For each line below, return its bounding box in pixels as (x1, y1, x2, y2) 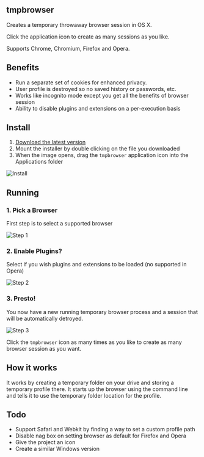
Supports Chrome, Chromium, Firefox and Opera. (6, 45, 130, 52)
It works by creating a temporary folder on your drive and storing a (6, 379, 174, 386)
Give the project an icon (15, 439, 76, 446)
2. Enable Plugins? (6, 247, 62, 255)
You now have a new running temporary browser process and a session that (6, 308, 199, 315)
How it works (6, 363, 57, 373)
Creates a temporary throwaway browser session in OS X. (6, 21, 152, 28)
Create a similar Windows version (15, 445, 100, 453)
